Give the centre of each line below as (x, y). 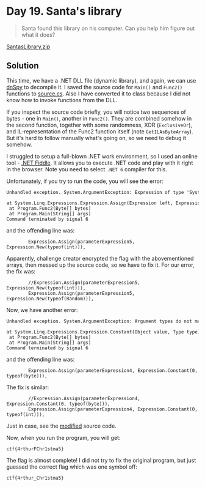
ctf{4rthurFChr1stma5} (35, 449)
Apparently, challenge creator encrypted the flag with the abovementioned (100, 258)
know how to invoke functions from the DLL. (62, 100)
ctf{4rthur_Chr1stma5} (35, 478)
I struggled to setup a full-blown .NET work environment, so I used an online (102, 156)
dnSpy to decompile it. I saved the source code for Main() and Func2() (95, 87)
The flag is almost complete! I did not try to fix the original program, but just (101, 460)
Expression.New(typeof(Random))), (50, 299)
